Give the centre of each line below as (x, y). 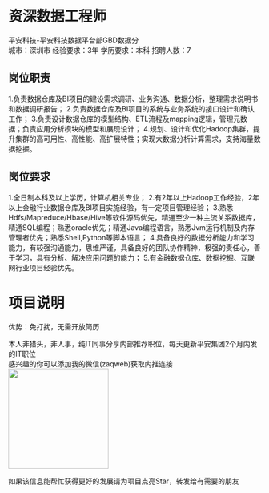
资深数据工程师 (58, 16)
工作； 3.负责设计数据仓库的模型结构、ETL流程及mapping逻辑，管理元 (124, 119)
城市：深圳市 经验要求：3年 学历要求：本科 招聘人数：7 (100, 50)
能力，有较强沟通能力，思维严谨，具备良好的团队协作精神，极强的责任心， (131, 247)
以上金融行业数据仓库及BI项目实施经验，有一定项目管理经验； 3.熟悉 (121, 207)
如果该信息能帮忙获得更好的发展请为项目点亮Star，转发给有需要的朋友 (124, 481)
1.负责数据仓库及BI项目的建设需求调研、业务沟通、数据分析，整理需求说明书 (133, 99)
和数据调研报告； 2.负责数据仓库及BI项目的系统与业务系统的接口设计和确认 (131, 108)
